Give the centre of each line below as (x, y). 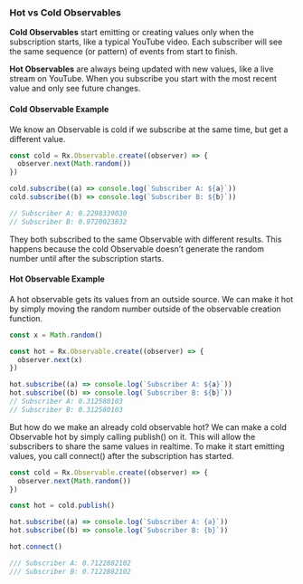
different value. (38, 139)
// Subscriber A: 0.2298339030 (68, 213)
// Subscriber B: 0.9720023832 (68, 222)
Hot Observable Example (57, 279)
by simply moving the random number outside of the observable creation (146, 309)
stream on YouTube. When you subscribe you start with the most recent (143, 79)
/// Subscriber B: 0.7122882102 (70, 571)
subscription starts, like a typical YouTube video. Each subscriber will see (146, 42)
